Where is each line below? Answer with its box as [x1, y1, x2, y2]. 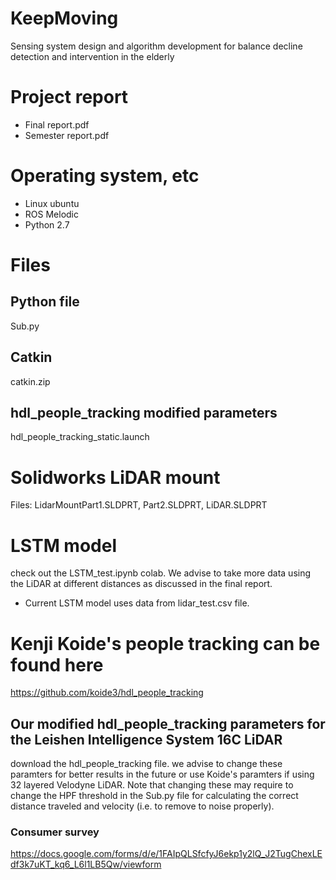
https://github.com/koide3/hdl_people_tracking [10, 687, 204, 699]
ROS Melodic [24, 208, 79, 220]
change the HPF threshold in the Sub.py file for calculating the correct [10, 790, 299, 802]
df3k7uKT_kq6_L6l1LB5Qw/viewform [10, 858, 162, 871]
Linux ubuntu [24, 197, 80, 209]
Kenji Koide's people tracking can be [10, 632, 321, 655]
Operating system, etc [10, 165, 200, 187]
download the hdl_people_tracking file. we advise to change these [10, 758, 283, 770]
